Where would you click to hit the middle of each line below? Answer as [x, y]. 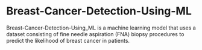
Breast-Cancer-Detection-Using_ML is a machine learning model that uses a [101, 28]
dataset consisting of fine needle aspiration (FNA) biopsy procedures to [95, 34]
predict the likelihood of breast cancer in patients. [68, 40]
